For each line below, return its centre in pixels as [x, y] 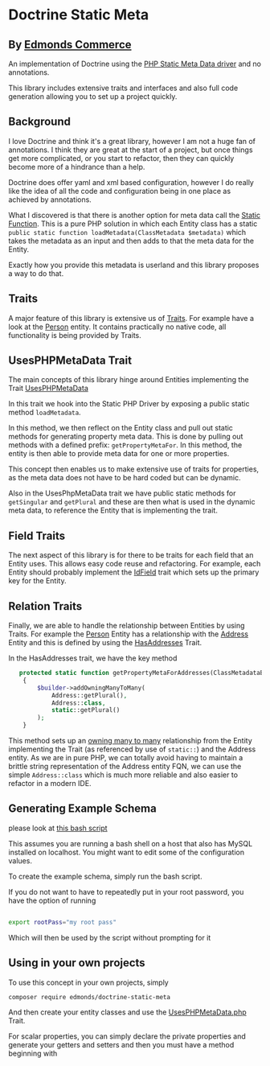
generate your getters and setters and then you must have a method [121, 1045]
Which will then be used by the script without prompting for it [110, 937]
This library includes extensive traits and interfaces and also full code [123, 88]
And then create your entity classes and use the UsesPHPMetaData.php [127, 1012]
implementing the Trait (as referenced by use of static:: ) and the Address [132, 749]
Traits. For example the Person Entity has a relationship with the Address [129, 634]
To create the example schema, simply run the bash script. [105, 876]
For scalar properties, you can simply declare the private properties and [127, 1036]
